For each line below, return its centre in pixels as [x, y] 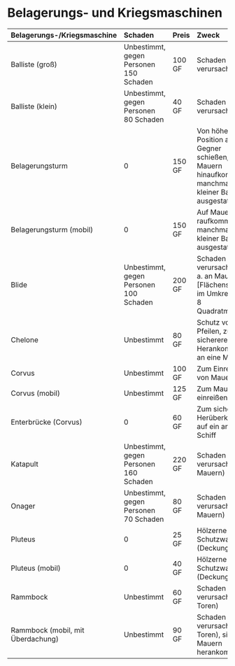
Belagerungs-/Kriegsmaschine [64, 35]
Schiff [207, 435]
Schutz [208, 322]
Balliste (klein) [34, 106]
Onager [23, 506]
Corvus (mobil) [36, 393]
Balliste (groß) [34, 64]
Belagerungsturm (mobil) [52, 229]
